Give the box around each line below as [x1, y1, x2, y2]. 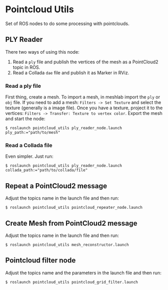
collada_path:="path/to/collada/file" [5, 167, 88, 173]
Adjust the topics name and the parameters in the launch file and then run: [5, 270, 162, 276]
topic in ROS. [12, 64, 40, 70]
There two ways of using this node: [5, 49, 80, 55]
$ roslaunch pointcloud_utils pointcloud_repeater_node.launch [5, 205, 143, 210]
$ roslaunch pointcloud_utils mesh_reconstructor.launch [5, 242, 129, 247]
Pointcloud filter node [5, 256, 76, 265]
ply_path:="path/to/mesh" [5, 130, 60, 135]
